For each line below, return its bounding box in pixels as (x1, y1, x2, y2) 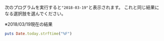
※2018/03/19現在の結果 (4, 21, 53, 27)
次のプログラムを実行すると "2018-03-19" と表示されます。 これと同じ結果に (4, 4, 159, 10)
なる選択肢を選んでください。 (4, 10, 66, 16)
